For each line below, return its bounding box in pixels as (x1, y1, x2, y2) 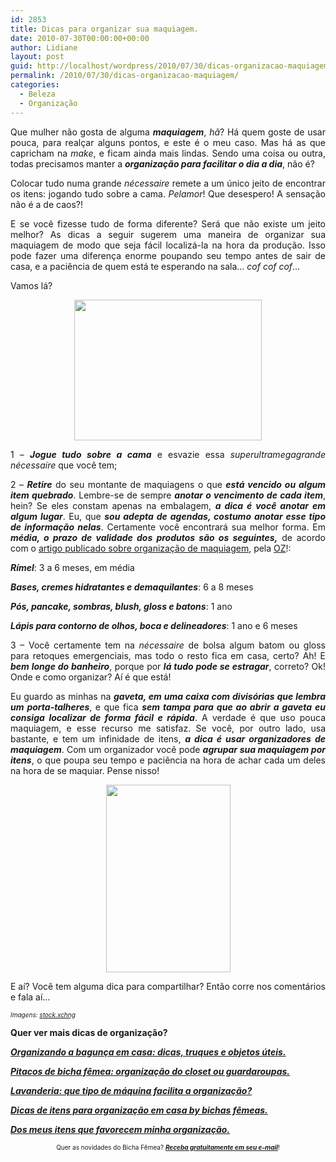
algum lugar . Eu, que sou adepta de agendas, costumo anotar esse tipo (10, 510, 326, 522)
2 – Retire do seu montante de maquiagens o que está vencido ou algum (10, 478, 326, 490)
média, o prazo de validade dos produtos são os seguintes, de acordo (10, 531, 326, 543)
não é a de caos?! (10, 198, 83, 210)
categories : (10, 80, 60, 90)
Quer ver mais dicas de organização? (10, 1026, 168, 1038)
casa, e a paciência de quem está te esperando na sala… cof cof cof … (10, 260, 301, 272)
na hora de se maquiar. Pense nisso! (10, 764, 160, 776)
